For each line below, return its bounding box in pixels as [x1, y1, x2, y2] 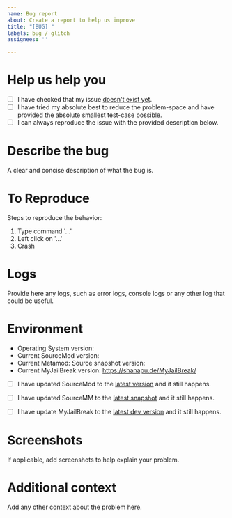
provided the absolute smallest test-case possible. [17, 111, 162, 119]
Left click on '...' [17, 235, 63, 243]
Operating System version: [17, 344, 94, 352]
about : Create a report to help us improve [7, 17, 136, 24]
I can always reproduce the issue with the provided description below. [17, 118, 219, 127]
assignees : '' [7, 36, 49, 43]
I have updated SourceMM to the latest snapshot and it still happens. [17, 394, 215, 402]
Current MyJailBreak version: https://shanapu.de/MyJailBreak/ [17, 366, 196, 375]
